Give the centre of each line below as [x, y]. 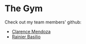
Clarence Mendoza [31, 31]
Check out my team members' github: [43, 22]
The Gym [24, 9]
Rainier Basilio [26, 37]
